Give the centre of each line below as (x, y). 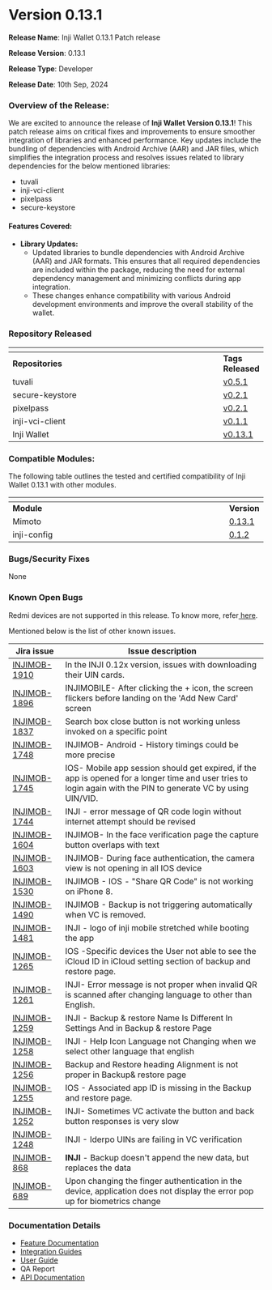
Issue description (162, 651)
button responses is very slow (122, 1121)
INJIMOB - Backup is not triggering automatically (159, 905)
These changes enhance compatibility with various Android (131, 296)
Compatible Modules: (52, 458)
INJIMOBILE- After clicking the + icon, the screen (159, 688)
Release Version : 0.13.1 (47, 53)
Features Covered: (40, 226)
